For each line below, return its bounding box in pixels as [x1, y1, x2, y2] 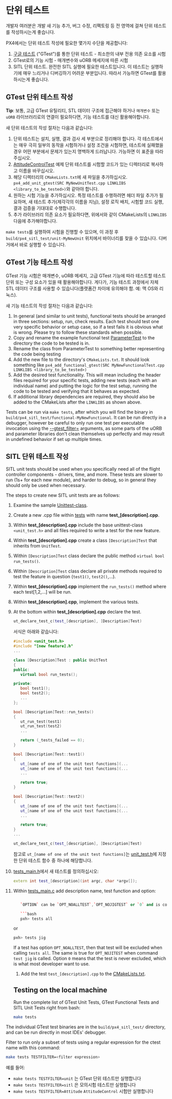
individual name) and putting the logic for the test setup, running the [13, 383, 157, 389]
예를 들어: [6, 1064, 25, 1070]
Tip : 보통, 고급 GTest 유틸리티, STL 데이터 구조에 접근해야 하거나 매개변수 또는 [6, 107, 160, 113]
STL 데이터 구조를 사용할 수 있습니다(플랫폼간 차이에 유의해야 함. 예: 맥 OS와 [6, 285, 158, 291]
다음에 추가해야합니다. [13, 218, 58, 224]
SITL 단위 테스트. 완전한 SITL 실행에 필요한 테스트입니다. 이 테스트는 [13, 64, 150, 70]
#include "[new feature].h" [13, 644, 73, 649]
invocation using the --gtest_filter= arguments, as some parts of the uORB [6, 425, 162, 431]
